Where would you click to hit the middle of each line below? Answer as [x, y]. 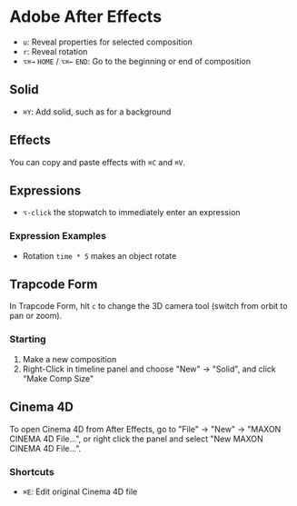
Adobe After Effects [85, 17]
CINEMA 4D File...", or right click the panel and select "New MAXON [136, 439]
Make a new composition [69, 359]
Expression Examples [58, 236]
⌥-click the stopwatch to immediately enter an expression [131, 213]
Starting [28, 340]
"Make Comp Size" [58, 378]
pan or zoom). [36, 316]
